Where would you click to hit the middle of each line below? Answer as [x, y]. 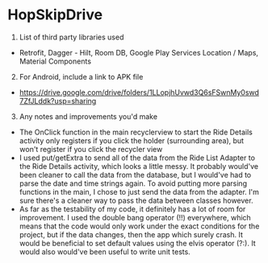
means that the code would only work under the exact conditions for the [139, 226]
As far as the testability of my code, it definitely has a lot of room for [132, 209]
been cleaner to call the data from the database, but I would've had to [135, 175]
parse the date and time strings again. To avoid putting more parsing [133, 183]
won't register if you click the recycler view [91, 149]
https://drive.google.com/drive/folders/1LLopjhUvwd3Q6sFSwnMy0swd [139, 92]
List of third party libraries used [71, 37]
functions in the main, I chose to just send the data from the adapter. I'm [139, 191]
